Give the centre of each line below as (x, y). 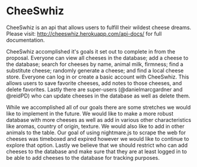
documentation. (26, 40)
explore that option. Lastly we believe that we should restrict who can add (97, 145)
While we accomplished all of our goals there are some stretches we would (98, 107)
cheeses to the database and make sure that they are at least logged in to (96, 151)
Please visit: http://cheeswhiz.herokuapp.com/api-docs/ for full (84, 33)
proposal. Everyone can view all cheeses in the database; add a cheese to (97, 58)
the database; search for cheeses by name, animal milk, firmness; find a (95, 64)
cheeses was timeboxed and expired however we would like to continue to (98, 138)
